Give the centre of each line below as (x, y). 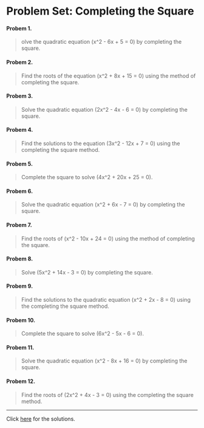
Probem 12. (21, 381)
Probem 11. (20, 347)
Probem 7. (19, 225)
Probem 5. (20, 164)
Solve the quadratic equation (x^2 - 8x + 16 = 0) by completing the (104, 361)
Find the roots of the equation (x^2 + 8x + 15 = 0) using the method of (108, 76)
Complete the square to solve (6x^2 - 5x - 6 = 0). (83, 334)
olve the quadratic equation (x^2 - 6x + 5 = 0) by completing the (101, 42)
